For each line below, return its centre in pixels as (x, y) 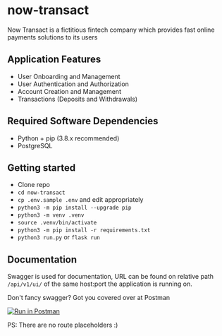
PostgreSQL (35, 145)
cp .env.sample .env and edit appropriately (80, 200)
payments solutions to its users (53, 37)
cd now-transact (41, 193)
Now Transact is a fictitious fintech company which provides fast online (111, 30)
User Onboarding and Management (69, 76)
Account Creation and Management (69, 91)
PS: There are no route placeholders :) (63, 325)
